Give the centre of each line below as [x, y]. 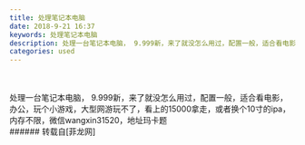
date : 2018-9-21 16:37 [52, 26]
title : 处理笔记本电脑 [48, 18]
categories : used [42, 52]
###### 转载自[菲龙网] [53, 131]
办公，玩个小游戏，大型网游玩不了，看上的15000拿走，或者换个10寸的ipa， [150, 109]
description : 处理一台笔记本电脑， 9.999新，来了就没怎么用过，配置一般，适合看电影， [156, 43]
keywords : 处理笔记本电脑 [54, 34]
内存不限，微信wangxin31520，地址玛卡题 [89, 121]
